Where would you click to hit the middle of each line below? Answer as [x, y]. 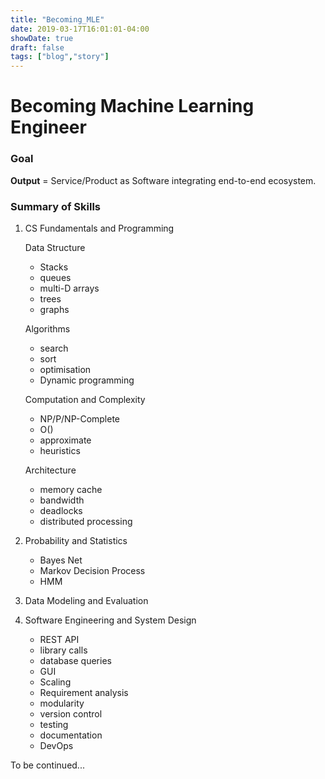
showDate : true [42, 38]
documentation [71, 735]
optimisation [65, 369]
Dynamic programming [87, 380]
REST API [59, 639]
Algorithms [47, 328]
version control [71, 713]
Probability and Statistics [76, 540]
